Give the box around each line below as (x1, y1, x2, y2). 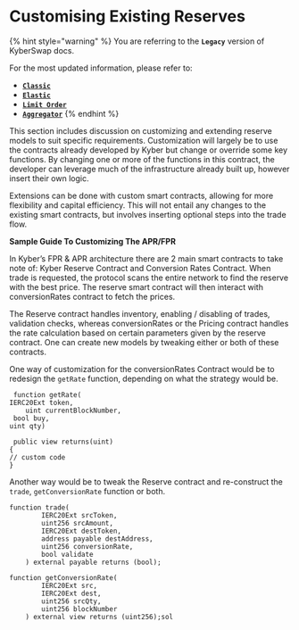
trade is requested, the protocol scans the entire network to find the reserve (9, 272, 288, 283)
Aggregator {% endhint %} (21, 108, 120, 119)
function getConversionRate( (9, 573, 118, 582)
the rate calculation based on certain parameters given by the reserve (9, 327, 266, 338)
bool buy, (12, 413, 50, 423)
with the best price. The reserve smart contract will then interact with (9, 281, 263, 292)
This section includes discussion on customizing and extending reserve (9, 125, 272, 136)
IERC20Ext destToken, (41, 526, 122, 535)
